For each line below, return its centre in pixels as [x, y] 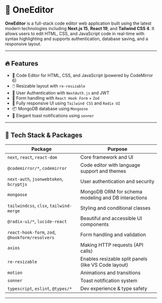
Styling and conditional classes [115, 208]
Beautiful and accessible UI [111, 218]
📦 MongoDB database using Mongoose [50, 108]
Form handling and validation [113, 234]
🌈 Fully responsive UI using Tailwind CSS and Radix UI [66, 103]
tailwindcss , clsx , [28, 205]
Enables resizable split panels [114, 258]
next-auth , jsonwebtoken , [35, 179]
